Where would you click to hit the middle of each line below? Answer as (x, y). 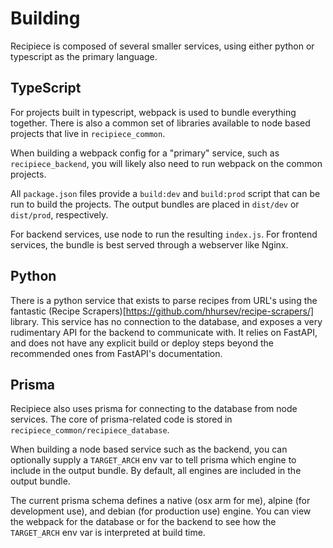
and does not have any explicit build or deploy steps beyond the (142, 343)
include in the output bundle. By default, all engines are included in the (156, 471)
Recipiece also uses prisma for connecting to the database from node (154, 409)
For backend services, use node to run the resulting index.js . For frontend (164, 234)
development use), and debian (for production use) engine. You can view (161, 511)
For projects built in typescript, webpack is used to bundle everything (153, 112)
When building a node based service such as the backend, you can (149, 449)
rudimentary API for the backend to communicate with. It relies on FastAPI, (164, 332)
